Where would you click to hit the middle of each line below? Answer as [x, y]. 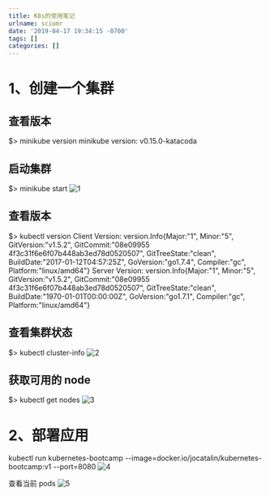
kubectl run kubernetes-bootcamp [66, 458]
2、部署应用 [49, 435]
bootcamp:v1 [30, 467]
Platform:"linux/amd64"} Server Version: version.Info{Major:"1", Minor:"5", [132, 270]
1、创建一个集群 [62, 89]
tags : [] [23, 38]
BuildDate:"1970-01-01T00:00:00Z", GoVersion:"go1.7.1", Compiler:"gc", [127, 296]
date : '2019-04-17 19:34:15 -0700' [69, 31]
